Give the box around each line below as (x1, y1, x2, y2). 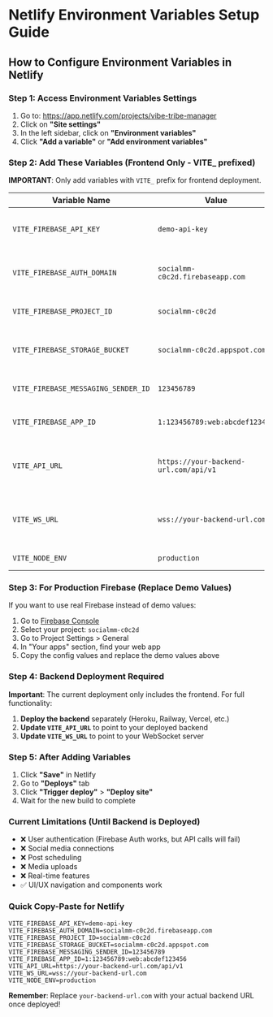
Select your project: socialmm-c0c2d (19, 625, 140, 634)
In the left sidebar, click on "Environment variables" (19, 128, 197, 137)
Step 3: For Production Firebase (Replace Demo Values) (8, 582, 232, 594)
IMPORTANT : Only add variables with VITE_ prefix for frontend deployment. (8, 175, 262, 185)
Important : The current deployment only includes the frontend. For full (8, 689, 245, 699)
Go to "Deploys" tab (19, 778, 90, 789)
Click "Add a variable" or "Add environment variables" (19, 136, 208, 146)
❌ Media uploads (19, 862, 78, 872)
